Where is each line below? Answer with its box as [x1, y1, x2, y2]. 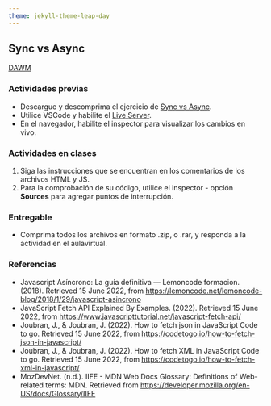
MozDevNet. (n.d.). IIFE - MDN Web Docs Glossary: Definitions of [19, 371, 238, 381]
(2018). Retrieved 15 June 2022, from [19, 286, 144, 295]
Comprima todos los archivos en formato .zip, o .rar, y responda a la [19, 230, 246, 240]
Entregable [8, 211, 52, 223]
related [19, 380, 44, 390]
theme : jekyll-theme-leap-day [8, 11, 110, 20]
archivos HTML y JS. [19, 174, 90, 184]
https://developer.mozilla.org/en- [140, 380, 250, 390]
